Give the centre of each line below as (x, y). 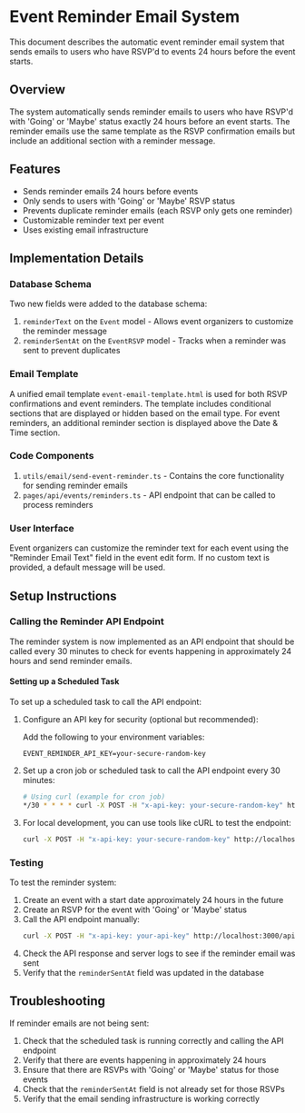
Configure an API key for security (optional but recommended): (140, 720)
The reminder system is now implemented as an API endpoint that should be (152, 641)
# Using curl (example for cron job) (94, 797)
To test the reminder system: (63, 882)
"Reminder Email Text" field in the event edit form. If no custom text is (140, 558)
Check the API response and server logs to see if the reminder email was (159, 953)
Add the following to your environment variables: (113, 737)
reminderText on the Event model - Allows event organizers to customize (158, 322)
